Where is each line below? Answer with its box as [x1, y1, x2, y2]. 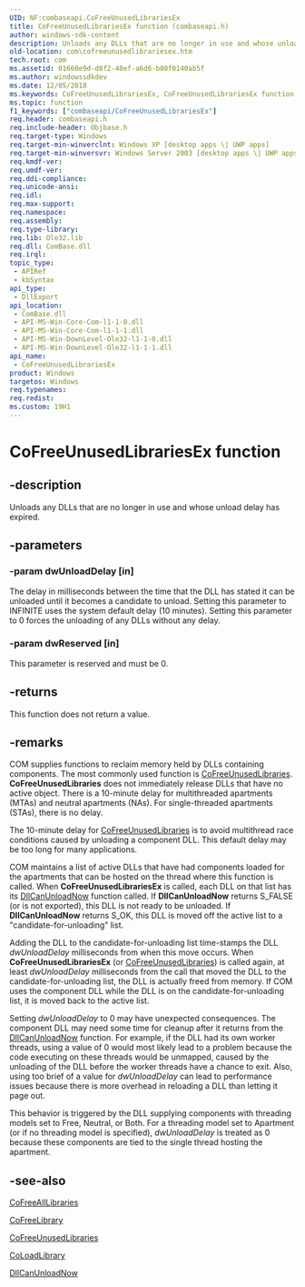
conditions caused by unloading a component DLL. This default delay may [9, 834, 288, 846]
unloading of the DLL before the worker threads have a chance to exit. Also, [9, 1061, 293, 1072]
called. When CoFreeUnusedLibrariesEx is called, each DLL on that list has [9, 881, 292, 892]
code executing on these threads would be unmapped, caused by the [9, 1051, 270, 1062]
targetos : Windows [9, 377, 79, 387]
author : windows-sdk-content [9, 30, 120, 39]
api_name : [9, 351, 47, 360]
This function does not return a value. [9, 709, 151, 719]
